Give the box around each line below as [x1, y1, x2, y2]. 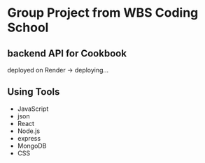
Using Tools [7, 86, 60, 98]
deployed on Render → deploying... [7, 66, 109, 74]
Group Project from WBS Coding [7, 5, 199, 21]
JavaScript [17, 104, 49, 113]
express [17, 134, 41, 142]
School [7, 20, 49, 36]
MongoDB [17, 141, 47, 150]
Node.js [17, 127, 41, 135]
